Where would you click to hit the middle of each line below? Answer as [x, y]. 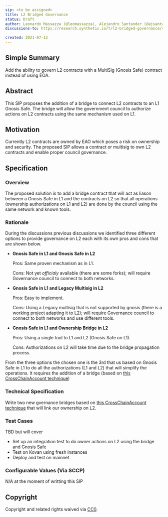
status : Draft [20, 19]
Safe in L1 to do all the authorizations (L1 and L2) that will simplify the [76, 368]
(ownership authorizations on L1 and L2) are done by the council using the [81, 204]
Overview [17, 182]
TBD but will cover [24, 432]
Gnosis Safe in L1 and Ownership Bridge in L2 [60, 328]
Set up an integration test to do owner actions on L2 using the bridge [83, 442]
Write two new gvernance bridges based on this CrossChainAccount [76, 403]
